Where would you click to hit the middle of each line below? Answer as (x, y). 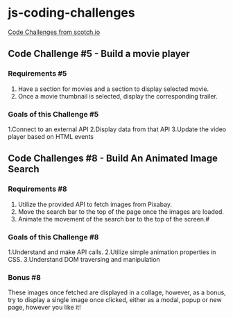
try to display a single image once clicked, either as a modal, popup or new (115, 300)
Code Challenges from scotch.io (54, 32)
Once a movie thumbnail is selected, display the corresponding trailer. (118, 96)
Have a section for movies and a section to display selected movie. (113, 89)
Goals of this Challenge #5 (53, 114)
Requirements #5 (37, 74)
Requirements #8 (38, 189)
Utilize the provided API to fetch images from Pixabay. (95, 204)
